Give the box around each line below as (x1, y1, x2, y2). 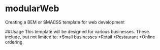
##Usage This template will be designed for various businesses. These (5, 28, 149, 34)
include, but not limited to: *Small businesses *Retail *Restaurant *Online (5, 34, 155, 40)
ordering (5, 39, 23, 45)
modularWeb (5, 3, 60, 14)
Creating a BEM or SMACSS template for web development (5, 19, 125, 25)
